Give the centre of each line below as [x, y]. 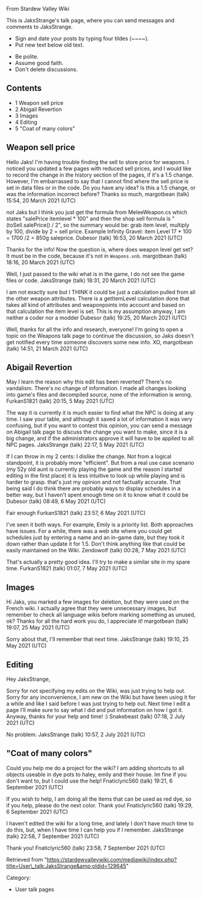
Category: [19, 877]
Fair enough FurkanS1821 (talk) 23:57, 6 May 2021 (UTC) [76, 513]
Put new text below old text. [49, 45]
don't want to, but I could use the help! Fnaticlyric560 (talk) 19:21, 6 [90, 781]
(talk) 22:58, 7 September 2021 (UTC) [53, 836]
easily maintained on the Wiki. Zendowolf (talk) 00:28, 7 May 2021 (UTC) [96, 550]
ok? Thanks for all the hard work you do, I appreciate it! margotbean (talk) [97, 621]
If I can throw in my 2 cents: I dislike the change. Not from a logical [89, 456]
